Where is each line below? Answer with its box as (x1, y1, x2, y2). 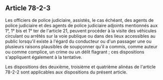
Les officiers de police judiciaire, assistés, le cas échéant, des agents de (5, 17, 154, 23)
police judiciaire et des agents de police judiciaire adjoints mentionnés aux (5, 22, 158, 28)
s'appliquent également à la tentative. (5, 54, 82, 60)
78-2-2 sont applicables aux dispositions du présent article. (5, 69, 128, 75)
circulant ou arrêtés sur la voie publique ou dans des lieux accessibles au (5, 33, 156, 39)
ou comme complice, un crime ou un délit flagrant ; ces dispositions (5, 49, 145, 55)
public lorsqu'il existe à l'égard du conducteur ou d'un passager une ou (5, 38, 152, 44)
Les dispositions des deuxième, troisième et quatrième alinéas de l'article (5, 64, 156, 70)
